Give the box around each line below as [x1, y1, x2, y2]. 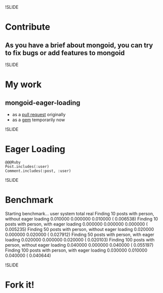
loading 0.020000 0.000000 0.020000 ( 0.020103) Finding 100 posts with [5, 236, 155, 243]
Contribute [5, 22, 51, 33]
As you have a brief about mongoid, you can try [5, 41, 153, 49]
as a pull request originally [12, 112, 66, 117]
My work [5, 79, 42, 90]
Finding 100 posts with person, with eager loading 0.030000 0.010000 [5, 247, 147, 253]
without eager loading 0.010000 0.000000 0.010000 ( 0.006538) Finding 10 [5, 216, 158, 222]
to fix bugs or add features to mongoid [5, 49, 125, 57]
